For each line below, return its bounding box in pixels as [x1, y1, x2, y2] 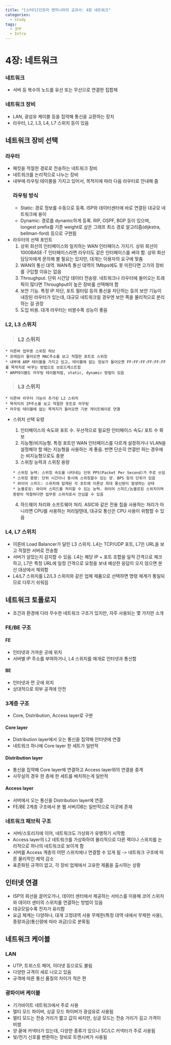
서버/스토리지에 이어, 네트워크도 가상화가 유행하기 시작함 [12, 830, 125, 836]
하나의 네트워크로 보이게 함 [30, 843, 84, 849]
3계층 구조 [5, 700, 30, 707]
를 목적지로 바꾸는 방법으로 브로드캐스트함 [5, 364, 81, 370]
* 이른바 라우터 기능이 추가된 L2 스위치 [5, 396, 79, 401]
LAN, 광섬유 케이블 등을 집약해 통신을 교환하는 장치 [12, 113, 115, 119]
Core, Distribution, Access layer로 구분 [12, 713, 93, 719]
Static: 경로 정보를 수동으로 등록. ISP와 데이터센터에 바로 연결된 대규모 [20, 205, 161, 211]
